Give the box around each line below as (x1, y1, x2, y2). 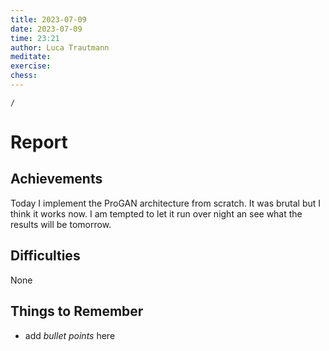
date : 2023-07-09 (10, 24, 83, 34)
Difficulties (10, 247, 81, 265)
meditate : (10, 52, 52, 62)
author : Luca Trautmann (10, 42, 110, 53)
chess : (10, 71, 38, 81)
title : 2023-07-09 (10, 14, 87, 25)
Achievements (10, 171, 103, 188)
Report (10, 131, 68, 154)
